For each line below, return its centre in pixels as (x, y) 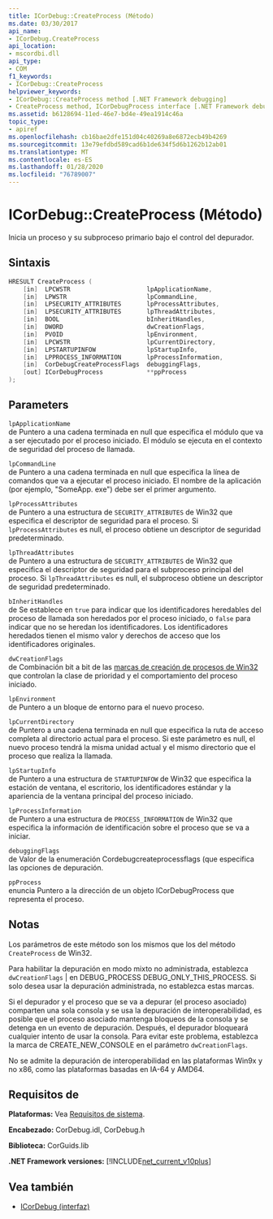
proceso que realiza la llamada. (61, 756)
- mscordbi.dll (34, 54)
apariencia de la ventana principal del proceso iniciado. (101, 796)
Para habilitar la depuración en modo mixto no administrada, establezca (129, 969)
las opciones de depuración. (56, 867)
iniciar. (19, 836)
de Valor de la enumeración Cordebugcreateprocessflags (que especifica (131, 859)
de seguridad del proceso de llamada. (72, 449)
